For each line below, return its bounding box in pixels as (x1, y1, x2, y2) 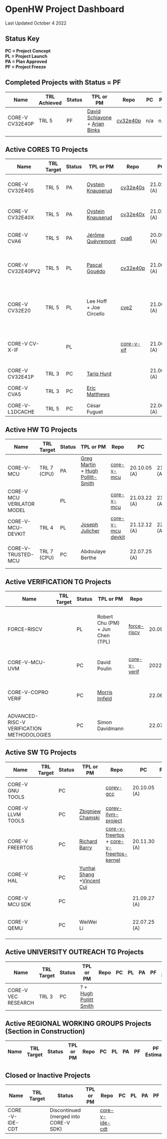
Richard (79, 838, 97, 845)
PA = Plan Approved (5, 58, 47, 64)
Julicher (81, 527, 100, 534)
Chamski (79, 814, 100, 821)
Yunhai (79, 865, 95, 872)
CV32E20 (7, 307, 31, 314)
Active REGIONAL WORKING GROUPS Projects (5, 1020, 152, 1028)
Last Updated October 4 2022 (5, 20, 67, 26)
